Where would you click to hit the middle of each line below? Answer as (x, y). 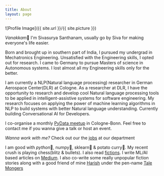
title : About (18, 10)
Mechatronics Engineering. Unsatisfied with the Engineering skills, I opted (80, 57)
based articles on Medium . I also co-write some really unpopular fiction (77, 157)
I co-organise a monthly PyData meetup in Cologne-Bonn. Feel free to (75, 123)
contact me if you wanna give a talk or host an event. (59, 128)
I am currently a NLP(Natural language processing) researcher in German (79, 82)
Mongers (14, 168)
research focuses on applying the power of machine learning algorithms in (80, 103)
